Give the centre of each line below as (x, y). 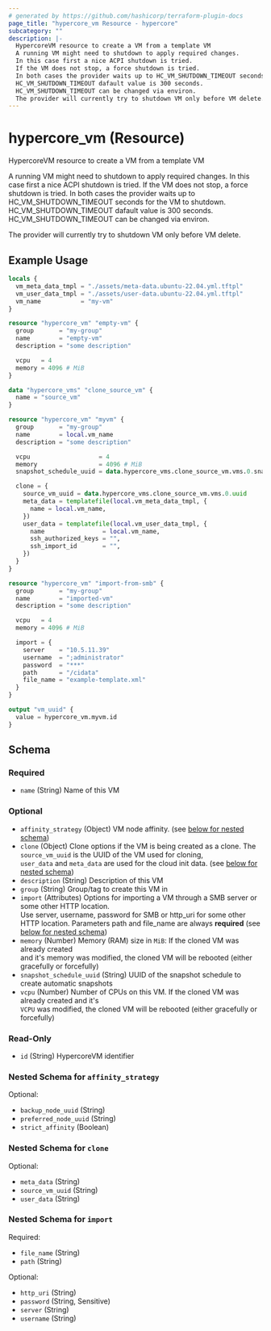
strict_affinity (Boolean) (65, 1128)
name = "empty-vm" (59, 339)
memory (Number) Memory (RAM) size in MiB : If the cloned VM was (129, 940)
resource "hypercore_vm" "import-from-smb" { (86, 583)
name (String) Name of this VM (69, 790)
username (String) (48, 1318)
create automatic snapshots (66, 983)
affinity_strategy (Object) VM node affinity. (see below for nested (132, 829)
